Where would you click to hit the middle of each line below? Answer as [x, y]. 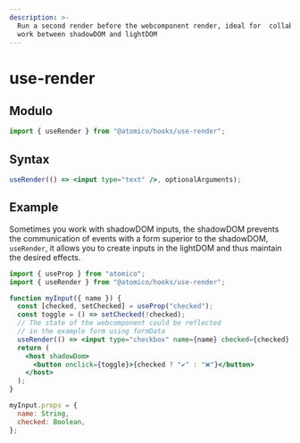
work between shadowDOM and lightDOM [87, 34]
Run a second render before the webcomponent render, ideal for [139, 26]
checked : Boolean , [52, 422]
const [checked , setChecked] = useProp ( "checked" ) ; [116, 307]
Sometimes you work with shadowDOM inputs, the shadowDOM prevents [144, 229]
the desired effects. [45, 257]
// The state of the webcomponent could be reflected [119, 323]
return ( [33, 348]
